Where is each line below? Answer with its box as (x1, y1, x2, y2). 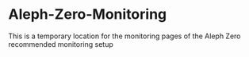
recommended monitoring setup (8, 39, 113, 48)
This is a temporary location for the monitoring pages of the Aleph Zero (8, 31, 241, 41)
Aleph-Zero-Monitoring (8, 5, 167, 23)
